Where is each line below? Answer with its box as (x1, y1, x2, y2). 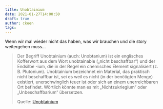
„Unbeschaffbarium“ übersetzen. (17, 90, 84, 95)
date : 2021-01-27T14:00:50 (5, 12, 60, 17)
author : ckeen (5, 20, 34, 26)
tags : (5, 25, 16, 30)
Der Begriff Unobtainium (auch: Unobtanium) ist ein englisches (17, 53, 143, 59)
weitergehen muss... (5, 44, 46, 50)
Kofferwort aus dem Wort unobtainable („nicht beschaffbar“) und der (17, 58, 156, 64)
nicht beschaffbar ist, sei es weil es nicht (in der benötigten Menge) (17, 74, 153, 80)
